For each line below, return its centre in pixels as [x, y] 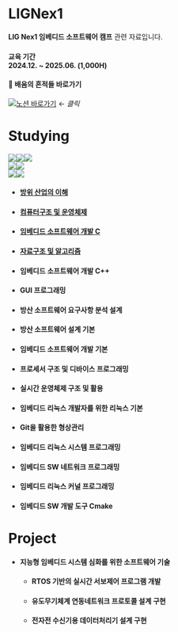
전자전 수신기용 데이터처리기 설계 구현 [89, 621]
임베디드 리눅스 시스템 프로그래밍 [70, 447]
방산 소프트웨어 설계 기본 [57, 329]
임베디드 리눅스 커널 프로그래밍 [67, 486]
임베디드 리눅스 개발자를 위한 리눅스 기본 [81, 408]
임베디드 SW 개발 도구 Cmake [66, 506]
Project [32, 538]
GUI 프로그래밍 [43, 291]
